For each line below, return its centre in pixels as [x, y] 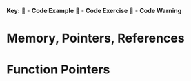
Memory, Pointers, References [95, 38]
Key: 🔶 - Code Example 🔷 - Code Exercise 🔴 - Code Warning [94, 11]
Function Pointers [58, 70]
